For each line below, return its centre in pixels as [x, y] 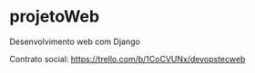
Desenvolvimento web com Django [75, 41]
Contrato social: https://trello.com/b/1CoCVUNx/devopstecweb [127, 59]
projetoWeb [55, 17]
